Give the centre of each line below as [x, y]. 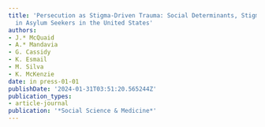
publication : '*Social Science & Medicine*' [82, 111]
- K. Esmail [28, 60]
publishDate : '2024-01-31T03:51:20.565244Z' [82, 89]
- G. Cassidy [30, 52]
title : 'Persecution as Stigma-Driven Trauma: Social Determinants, [123, 15]
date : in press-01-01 [44, 81]
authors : [22, 30]
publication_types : [40, 96]
